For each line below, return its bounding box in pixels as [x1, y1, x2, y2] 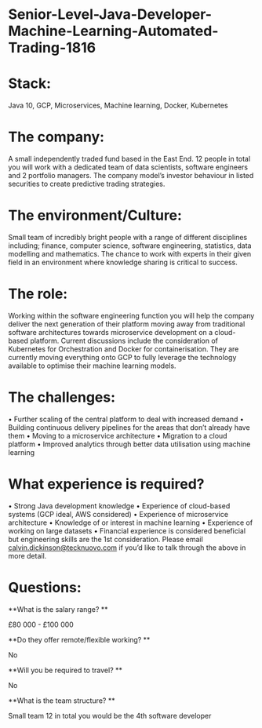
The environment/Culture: [8, 206, 183, 224]
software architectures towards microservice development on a [8, 327, 213, 337]
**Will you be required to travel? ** [8, 665, 123, 675]
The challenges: [8, 388, 116, 406]
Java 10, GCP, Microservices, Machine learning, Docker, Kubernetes [8, 100, 229, 111]
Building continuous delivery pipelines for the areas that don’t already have [8, 422, 250, 432]
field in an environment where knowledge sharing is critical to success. [8, 257, 238, 267]
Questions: [8, 579, 82, 596]
